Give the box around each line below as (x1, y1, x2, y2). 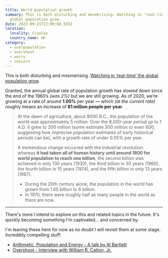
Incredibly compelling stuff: (5, 232, 61, 238)
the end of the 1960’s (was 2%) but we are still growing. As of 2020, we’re (5, 93, 158, 99)
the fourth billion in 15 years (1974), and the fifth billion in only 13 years (17, 166, 162, 172)
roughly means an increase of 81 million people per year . (5, 104, 123, 110)
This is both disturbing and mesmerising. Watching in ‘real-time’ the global (5, 72, 158, 78)
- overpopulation (9, 45, 46, 50)
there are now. (24, 197, 55, 203)
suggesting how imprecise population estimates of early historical (17, 129, 153, 136)
